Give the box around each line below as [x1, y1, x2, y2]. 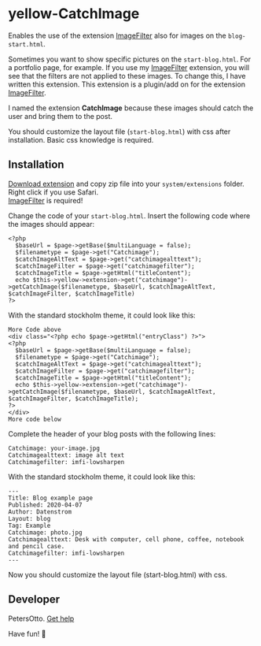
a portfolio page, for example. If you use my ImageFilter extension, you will [8, 62, 250, 72]
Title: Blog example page [8, 494, 93, 502]
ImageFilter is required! [8, 195, 83, 205]
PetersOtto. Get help [8, 614, 75, 623]
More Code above [8, 325, 61, 333]
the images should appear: [8, 219, 95, 228]
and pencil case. [8, 542, 65, 550]
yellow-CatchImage [8, 5, 140, 23]
